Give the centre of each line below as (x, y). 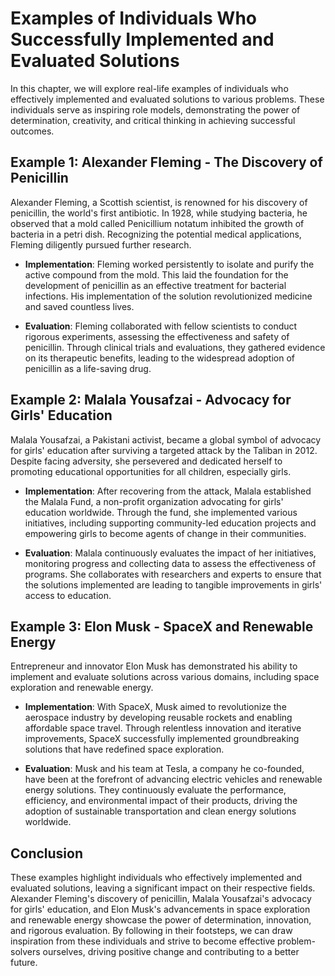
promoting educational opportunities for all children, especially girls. (151, 471)
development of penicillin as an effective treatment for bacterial (155, 285)
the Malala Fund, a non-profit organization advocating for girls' (154, 501)
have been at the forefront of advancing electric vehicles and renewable (173, 779)
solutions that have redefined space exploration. (124, 749)
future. (24, 963)
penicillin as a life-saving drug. (88, 368)
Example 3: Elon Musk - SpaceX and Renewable (162, 626)
